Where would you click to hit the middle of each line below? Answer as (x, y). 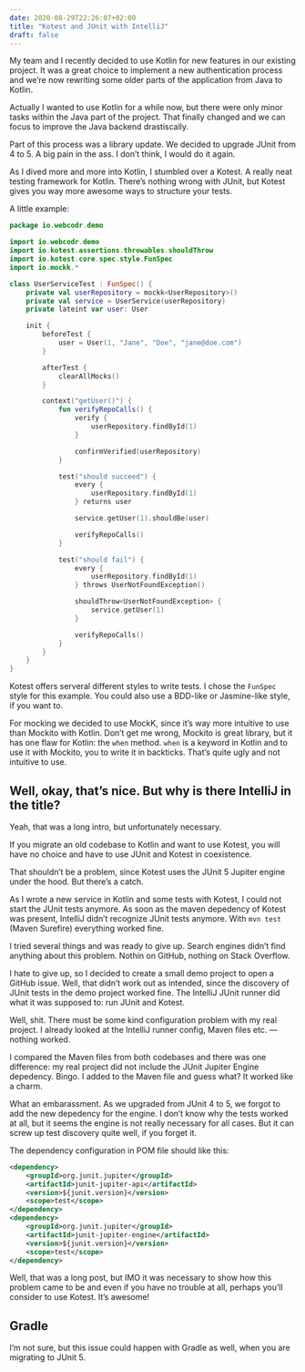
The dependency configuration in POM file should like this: (119, 1150)
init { (38, 326)
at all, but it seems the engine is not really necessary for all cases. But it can (152, 1123)
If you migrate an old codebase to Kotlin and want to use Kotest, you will (145, 844)
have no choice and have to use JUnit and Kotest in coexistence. (131, 854)
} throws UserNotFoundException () (140, 585)
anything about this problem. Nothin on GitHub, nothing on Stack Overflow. (150, 955)
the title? (35, 805)
